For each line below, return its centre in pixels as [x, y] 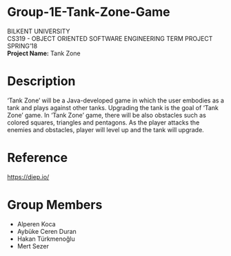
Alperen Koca [37, 224]
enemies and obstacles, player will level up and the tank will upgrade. [106, 129]
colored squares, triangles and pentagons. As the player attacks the [103, 122]
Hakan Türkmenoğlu [46, 239]
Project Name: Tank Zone [44, 53]
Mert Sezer [33, 246]
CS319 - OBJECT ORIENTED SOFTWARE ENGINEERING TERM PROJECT [110, 38]
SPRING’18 [22, 46]
